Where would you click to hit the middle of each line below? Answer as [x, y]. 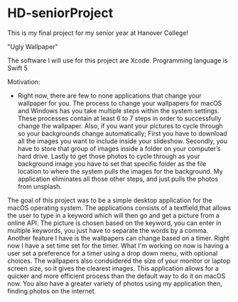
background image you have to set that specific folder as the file [112, 163]
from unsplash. [40, 186]
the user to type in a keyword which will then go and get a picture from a [114, 215]
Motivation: [24, 82]
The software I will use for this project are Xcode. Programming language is [118, 60]
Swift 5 [18, 68]
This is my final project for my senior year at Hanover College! [98, 33]
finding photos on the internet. [52, 291]
